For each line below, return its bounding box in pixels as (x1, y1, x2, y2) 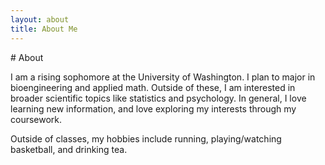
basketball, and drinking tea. (10, 143, 128, 155)
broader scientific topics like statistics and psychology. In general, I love (10, 92, 307, 104)
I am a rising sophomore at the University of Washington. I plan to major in (10, 71, 316, 83)
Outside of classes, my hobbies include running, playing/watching (10, 132, 282, 145)
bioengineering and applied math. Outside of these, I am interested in (10, 81, 296, 93)
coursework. (10, 113, 63, 125)
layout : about (10, 14, 70, 25)
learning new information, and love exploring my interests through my (10, 102, 297, 115)
